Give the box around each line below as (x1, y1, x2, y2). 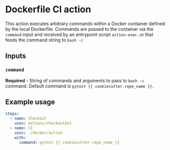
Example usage (5, 98, 55, 106)
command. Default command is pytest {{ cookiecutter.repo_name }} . (5, 83, 154, 89)
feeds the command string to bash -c (5, 37, 83, 43)
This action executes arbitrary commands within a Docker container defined (5, 20, 165, 27)
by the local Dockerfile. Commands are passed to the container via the (5, 26, 154, 32)
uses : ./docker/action (14, 130, 63, 135)
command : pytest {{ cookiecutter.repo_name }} (18, 140, 120, 145)
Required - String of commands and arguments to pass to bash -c (5, 77, 144, 83)
